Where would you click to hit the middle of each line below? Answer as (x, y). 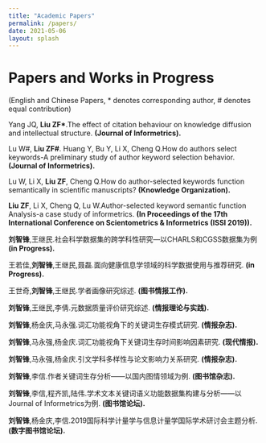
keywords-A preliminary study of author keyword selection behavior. (122, 157)
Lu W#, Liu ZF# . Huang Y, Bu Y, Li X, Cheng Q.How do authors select (123, 149)
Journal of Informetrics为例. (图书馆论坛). (77, 404)
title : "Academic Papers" (51, 16)
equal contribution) (40, 109)
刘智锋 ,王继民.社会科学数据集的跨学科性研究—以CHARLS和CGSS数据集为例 (133, 239)
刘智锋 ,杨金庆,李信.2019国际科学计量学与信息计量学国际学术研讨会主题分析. (133, 420)
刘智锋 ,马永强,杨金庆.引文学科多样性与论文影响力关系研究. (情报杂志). (123, 359)
